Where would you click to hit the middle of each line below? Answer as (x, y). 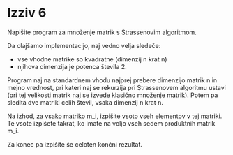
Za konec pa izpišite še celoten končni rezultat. (75, 144)
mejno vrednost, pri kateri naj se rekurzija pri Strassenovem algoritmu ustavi (117, 87)
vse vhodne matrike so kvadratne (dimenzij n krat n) (92, 59)
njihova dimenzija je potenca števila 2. (72, 66)
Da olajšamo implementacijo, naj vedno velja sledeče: (84, 45)
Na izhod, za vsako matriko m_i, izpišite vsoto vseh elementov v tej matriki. (115, 116)
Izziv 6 (27, 13)
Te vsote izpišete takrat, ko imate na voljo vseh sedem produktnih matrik (111, 123)
